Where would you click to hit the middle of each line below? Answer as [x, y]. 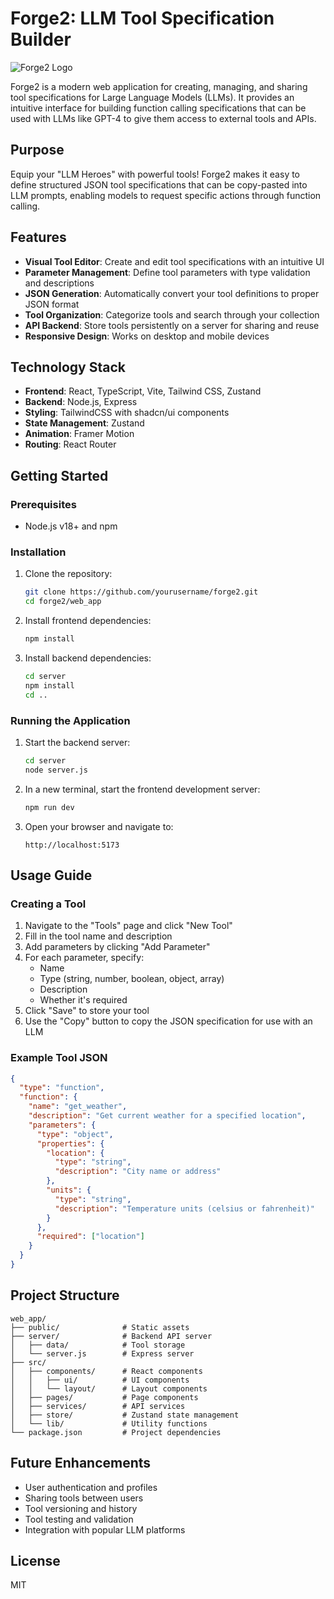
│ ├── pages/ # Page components [104, 1397]
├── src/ [28, 1362]
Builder [41, 39]
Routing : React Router [70, 444]
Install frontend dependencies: [88, 621]
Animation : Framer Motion [79, 434]
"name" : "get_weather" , [78, 1107]
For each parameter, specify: [84, 958]
